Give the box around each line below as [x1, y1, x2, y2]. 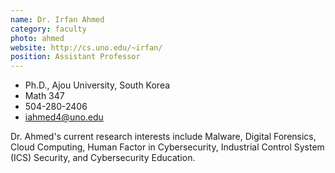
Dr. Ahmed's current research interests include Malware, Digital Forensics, [10, 131, 317, 143]
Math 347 [24, 90, 65, 102]
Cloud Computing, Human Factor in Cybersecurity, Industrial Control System [10, 141, 325, 153]
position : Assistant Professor [10, 52, 141, 62]
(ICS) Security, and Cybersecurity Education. [10, 152, 196, 164]
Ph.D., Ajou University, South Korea [24, 79, 171, 91]
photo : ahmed [10, 33, 65, 43]
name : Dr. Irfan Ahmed [10, 14, 105, 25]
